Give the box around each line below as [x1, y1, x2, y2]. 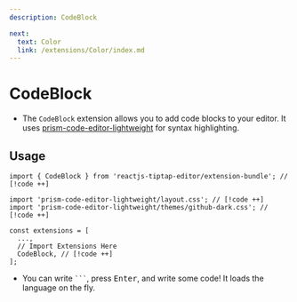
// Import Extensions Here [17, 242, 117, 250]
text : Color [17, 37, 62, 46]
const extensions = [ [9, 226, 90, 235]
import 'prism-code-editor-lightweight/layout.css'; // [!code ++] [9, 195, 265, 204]
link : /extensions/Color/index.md [17, 45, 145, 54]
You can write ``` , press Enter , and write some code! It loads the [21, 273, 264, 283]
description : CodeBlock [9, 12, 98, 22]
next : [9, 28, 29, 38]
